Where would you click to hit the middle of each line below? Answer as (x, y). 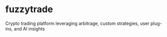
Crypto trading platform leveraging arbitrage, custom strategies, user (77, 23)
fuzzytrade (29, 9)
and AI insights (29, 28)
